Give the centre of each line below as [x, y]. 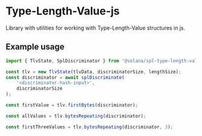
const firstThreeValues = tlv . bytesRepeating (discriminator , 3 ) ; [89, 127]
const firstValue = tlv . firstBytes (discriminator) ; [72, 105]
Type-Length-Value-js [63, 11]
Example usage [35, 47]
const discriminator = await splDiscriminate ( [65, 77]
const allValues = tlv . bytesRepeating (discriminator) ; [76, 116]
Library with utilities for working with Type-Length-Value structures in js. [96, 28]
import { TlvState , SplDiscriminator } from [62, 61]
